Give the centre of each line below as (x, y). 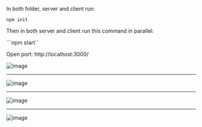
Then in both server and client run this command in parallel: (80, 31)
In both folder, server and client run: (50, 9)
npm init (17, 20)
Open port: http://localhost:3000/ (47, 54)
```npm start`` (23, 42)
